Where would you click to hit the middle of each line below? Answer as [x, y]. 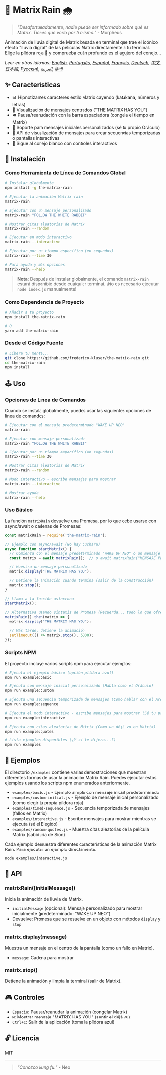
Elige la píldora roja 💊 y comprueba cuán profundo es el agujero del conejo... [83, 53]
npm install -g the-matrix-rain [38, 188]
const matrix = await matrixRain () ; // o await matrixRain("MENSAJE [83, 558]
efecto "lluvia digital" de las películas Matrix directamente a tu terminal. [78, 47]
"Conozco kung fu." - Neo [44, 1067]
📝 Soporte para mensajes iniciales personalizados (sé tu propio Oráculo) [86, 127]
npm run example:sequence [32, 704]
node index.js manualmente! [47, 289]
